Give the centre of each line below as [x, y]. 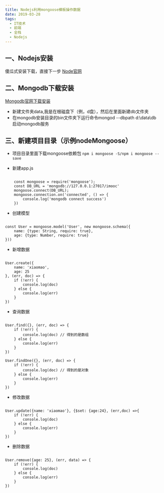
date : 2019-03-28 [23, 14]
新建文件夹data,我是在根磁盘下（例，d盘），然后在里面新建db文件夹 [80, 111]
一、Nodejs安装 [29, 58]
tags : [11, 19]
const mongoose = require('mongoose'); [55, 182]
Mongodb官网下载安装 [28, 101]
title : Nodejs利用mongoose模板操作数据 [43, 10]
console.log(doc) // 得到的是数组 [56, 335]
